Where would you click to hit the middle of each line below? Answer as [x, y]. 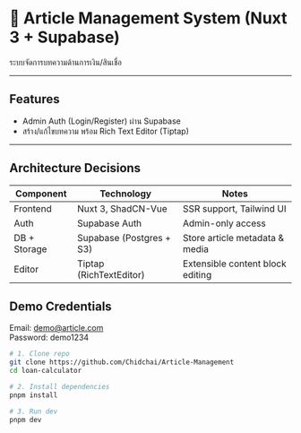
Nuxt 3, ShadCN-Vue [122, 208]
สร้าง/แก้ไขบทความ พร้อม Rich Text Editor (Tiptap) [106, 131]
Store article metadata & [233, 238]
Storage [30, 248]
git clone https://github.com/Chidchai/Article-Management [122, 362]
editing [197, 274]
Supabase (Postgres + [125, 238]
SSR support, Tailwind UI [234, 208]
